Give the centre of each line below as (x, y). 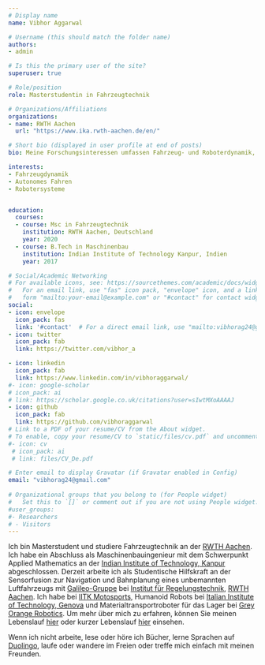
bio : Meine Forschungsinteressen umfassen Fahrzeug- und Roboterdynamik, (132, 153)
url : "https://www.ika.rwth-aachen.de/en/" (88, 131)
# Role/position (35, 88)
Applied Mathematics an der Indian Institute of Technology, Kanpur (117, 563)
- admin (21, 52)
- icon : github (33, 407)
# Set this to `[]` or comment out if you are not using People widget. (134, 502)
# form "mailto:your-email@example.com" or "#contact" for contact (125, 298)
